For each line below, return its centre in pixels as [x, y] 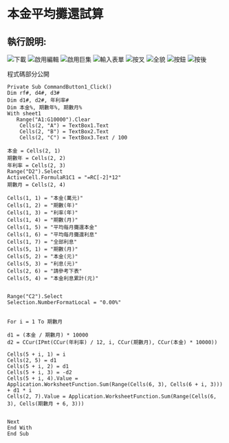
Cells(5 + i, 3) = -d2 [40, 372]
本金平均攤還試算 [56, 14]
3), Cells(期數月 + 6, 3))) [46, 404]
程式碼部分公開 [28, 74]
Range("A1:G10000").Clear [53, 120]
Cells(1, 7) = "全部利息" [42, 242]
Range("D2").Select [35, 172]
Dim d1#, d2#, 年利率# [38, 100]
